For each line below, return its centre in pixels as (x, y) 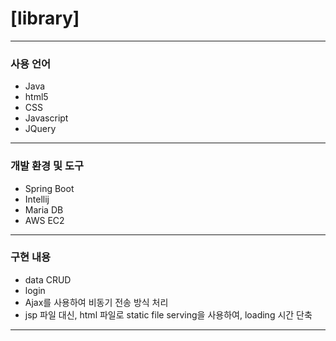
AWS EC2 (44, 220)
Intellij (37, 199)
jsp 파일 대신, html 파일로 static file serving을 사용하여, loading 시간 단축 (168, 314)
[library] (45, 18)
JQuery (40, 129)
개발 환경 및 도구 (47, 166)
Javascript (46, 118)
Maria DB (44, 209)
